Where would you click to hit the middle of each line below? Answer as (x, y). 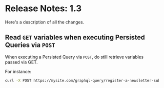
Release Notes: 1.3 (43, 9)
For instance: (18, 71)
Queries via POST (30, 45)
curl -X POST (18, 80)
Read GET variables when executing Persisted (75, 37)
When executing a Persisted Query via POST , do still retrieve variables (74, 57)
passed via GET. (21, 62)
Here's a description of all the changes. (45, 22)
